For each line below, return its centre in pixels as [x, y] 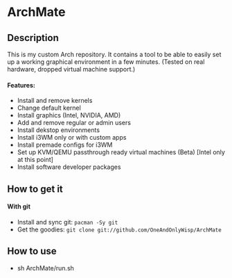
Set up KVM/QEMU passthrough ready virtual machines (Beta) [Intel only [121, 152]
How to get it [35, 189]
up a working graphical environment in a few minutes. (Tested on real [106, 62]
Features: [21, 85]
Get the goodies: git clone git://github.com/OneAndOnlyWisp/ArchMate [119, 229]
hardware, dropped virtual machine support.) [71, 69]
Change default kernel [49, 108]
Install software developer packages [69, 167]
